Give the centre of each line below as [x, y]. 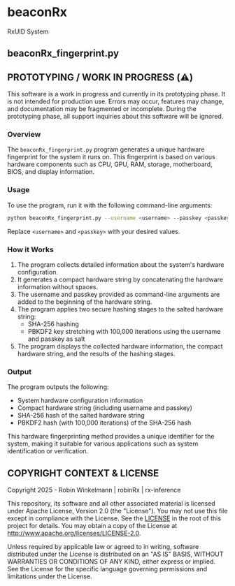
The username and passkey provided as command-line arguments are [119, 294]
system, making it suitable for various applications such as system [103, 444]
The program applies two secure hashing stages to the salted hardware [120, 309]
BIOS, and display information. [51, 172]
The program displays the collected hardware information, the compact [120, 346]
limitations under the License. [50, 576]
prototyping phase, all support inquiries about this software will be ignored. [115, 117]
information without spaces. [58, 286]
